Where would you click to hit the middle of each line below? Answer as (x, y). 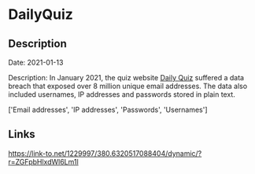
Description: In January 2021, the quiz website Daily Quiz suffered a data (126, 78)
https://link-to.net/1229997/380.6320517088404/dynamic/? (105, 153)
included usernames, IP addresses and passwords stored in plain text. (122, 94)
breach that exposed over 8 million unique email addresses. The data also (128, 86)
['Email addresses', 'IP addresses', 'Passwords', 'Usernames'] (108, 109)
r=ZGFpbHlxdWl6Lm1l (43, 161)
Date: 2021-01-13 (36, 62)
